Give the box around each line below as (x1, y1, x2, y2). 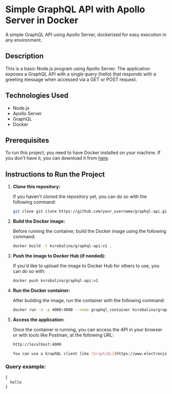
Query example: (5, 363, 46, 370)
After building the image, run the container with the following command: (12, 297, 165, 303)
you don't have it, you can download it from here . (5, 155, 109, 161)
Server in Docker (5, 14, 79, 26)
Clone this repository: (12, 184, 61, 190)
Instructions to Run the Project (5, 170, 105, 179)
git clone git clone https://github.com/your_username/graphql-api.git (12, 209, 169, 214)
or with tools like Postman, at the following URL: (12, 332, 114, 338)
